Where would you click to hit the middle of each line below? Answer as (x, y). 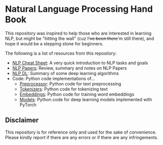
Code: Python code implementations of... (54, 78)
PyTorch (28, 105)
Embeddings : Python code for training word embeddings (77, 94)
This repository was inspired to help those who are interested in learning (78, 33)
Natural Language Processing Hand (79, 9)
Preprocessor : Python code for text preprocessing (70, 84)
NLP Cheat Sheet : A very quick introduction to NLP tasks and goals (80, 63)
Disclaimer (22, 120)
